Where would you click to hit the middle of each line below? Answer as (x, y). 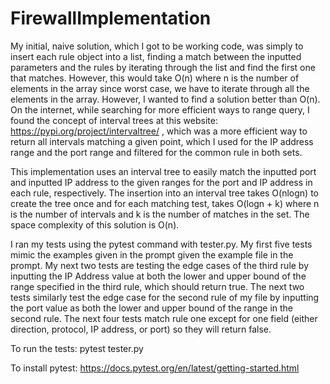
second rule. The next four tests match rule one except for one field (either (164, 318)
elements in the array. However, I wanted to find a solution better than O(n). (165, 99)
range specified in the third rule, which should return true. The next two (157, 286)
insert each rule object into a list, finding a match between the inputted (156, 56)
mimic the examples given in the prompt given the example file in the (152, 254)
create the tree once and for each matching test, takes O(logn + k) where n (165, 203)
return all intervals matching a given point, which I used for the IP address (162, 141)
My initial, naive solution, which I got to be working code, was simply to (157, 46)
